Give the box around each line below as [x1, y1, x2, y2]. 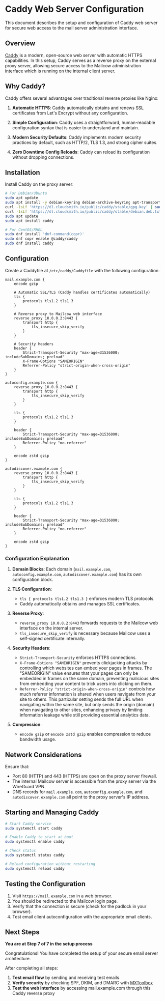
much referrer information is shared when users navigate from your [19, 691, 156, 697]
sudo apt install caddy [5, 218, 54, 223]
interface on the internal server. [19, 625, 83, 631]
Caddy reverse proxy [12, 990, 55, 996]
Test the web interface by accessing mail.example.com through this [12, 985, 151, 991]
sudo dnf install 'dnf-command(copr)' [5, 232, 84, 237]
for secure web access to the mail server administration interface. [5, 25, 138, 30]
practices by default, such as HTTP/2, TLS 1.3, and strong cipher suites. [12, 139, 158, 145]
